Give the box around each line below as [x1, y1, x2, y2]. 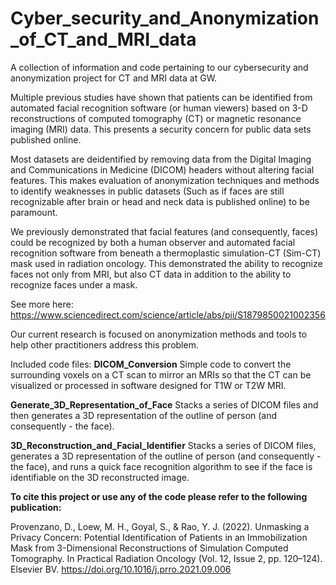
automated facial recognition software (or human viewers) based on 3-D [10, 102, 308, 114]
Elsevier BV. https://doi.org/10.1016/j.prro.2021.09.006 [10, 563, 232, 575]
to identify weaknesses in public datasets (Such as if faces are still [10, 185, 285, 197]
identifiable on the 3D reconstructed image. [10, 471, 190, 483]
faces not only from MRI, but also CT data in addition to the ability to [10, 268, 292, 280]
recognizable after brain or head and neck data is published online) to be [10, 195, 310, 207]
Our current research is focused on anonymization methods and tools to [10, 328, 308, 340]
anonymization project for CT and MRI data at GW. [10, 72, 218, 84]
